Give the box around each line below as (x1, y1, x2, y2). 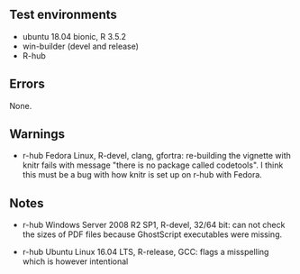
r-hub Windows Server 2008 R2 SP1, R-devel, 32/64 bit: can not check (22, 220, 286, 231)
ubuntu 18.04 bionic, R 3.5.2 (22, 31, 127, 41)
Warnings (9, 126, 66, 142)
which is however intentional (22, 256, 129, 267)
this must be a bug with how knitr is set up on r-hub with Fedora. (22, 169, 263, 180)
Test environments (9, 7, 117, 23)
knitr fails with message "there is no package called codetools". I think (22, 160, 284, 170)
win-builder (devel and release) (22, 41, 140, 51)
